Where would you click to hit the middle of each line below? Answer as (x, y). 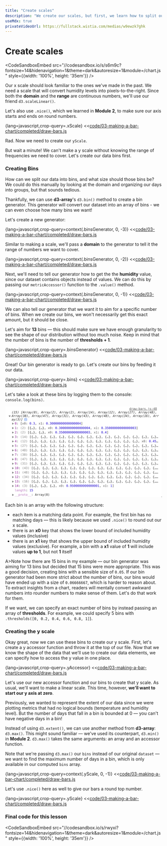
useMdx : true (19, 21)
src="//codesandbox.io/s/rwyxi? (85, 828)
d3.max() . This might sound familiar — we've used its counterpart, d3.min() (82, 734)
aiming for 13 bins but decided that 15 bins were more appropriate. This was (83, 566)
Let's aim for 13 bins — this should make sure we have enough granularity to (83, 329)
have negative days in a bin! (34, 719)
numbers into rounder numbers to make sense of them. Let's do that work (81, 593)
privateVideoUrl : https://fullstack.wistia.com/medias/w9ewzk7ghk (75, 26)
